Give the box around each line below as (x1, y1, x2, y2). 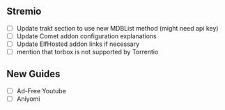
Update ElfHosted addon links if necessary (16, 40, 140, 48)
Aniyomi (16, 94, 40, 103)
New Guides (6, 68, 61, 80)
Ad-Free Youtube (16, 86, 67, 95)
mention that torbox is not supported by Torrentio (16, 48, 159, 56)
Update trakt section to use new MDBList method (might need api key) (16, 24, 219, 32)
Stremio (6, 6, 42, 17)
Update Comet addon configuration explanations (16, 31, 157, 40)
